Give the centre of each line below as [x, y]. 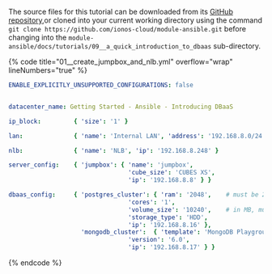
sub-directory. [237, 46]
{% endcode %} [35, 263]
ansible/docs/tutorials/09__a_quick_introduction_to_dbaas [110, 47]
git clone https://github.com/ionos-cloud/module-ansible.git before [127, 29]
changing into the [38, 37]
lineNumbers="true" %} [48, 70]
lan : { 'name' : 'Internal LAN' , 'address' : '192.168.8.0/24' [137, 136]
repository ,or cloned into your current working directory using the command [136, 20]
